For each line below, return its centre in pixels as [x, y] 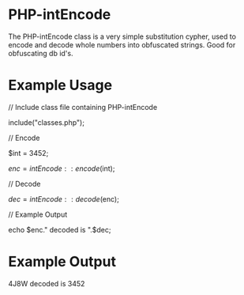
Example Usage [60, 85]
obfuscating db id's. [41, 53]
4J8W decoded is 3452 [47, 283]
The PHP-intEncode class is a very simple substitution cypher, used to [122, 36]
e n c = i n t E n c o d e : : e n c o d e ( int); [62, 168]
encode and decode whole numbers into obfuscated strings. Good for [122, 44]
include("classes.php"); [47, 122]
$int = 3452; [28, 153]
